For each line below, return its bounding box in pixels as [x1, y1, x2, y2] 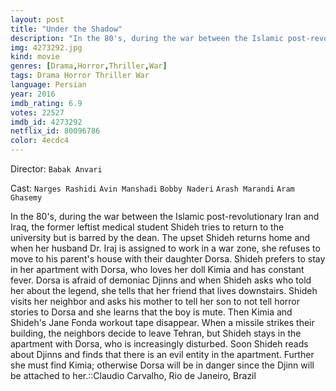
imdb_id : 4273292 [10, 117, 83, 127]
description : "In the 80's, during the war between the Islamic [10, 33, 284, 43]
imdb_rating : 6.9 [10, 98, 83, 108]
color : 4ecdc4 [10, 136, 70, 146]
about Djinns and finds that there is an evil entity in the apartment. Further [10, 349, 315, 360]
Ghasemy [10, 193, 43, 203]
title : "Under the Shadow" [10, 24, 123, 34]
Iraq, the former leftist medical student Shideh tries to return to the [10, 221, 285, 233]
